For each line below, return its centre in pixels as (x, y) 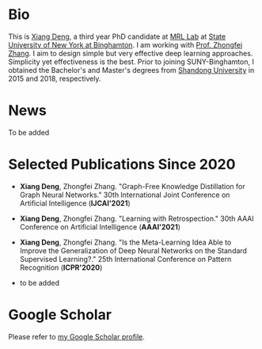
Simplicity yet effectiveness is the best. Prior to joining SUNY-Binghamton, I (131, 62)
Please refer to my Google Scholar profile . (76, 336)
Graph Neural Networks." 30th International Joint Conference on (125, 195)
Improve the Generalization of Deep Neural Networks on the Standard (133, 250)
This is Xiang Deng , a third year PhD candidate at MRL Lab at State (117, 36)
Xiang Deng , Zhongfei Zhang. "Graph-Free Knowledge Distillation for (132, 186)
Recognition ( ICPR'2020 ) (61, 267)
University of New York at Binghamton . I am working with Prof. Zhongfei (125, 44)
